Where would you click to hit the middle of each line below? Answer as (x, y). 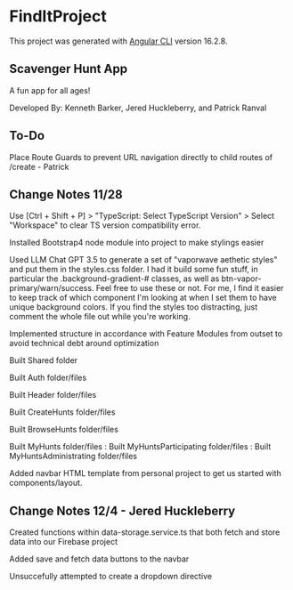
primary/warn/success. (52, 288)
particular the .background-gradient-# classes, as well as (114, 279)
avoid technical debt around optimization (84, 343)
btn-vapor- (241, 279)
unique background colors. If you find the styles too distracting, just (134, 307)
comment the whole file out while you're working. (100, 317)
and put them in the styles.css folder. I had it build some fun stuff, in (134, 270)
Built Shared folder (44, 360)
